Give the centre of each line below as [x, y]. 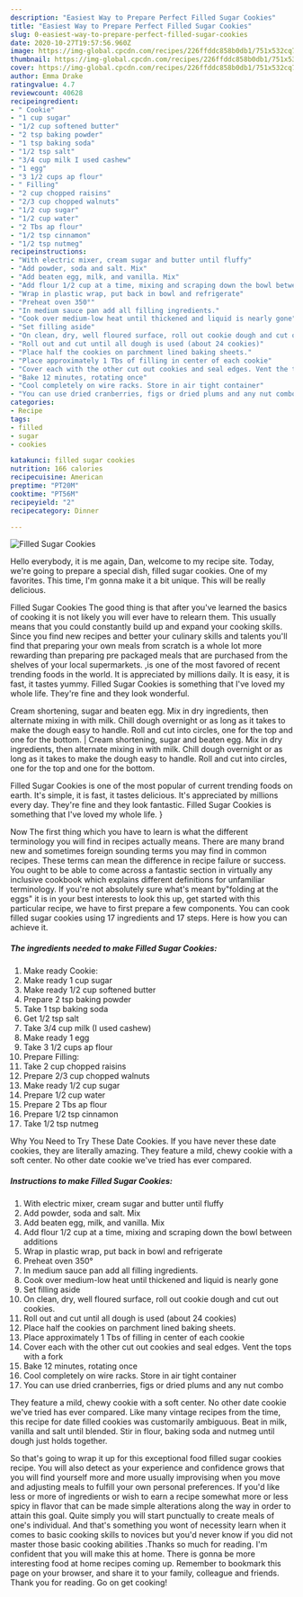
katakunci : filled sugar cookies [73, 461]
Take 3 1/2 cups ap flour [68, 1047]
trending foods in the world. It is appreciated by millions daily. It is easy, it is [150, 675]
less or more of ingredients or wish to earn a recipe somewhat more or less [149, 1497]
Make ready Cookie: [60, 971]
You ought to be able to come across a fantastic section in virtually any [142, 870]
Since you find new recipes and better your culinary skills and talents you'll [149, 636]
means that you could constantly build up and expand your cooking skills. [146, 627]
